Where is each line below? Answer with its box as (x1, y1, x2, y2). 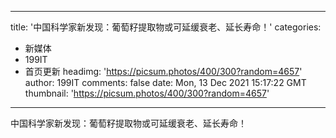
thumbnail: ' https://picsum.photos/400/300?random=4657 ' (24, 87, 270, 99)
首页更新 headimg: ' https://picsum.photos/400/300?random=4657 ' (24, 66, 303, 77)
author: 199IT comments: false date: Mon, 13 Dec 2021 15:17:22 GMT (24, 77, 307, 88)
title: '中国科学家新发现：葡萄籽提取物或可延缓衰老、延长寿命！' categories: (10, 21, 322, 33)
